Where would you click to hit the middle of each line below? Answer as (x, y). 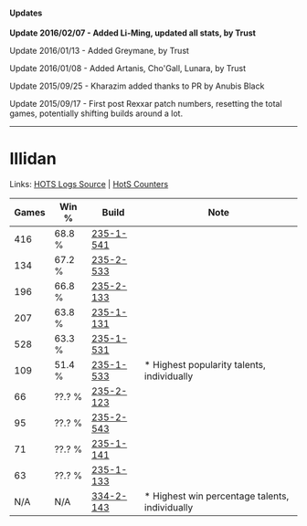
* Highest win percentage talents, (217, 496)
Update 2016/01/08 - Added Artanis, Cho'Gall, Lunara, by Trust (128, 68)
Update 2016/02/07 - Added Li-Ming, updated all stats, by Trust (132, 33)
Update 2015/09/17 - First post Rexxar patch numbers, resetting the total (146, 104)
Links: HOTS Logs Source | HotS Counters (89, 184)
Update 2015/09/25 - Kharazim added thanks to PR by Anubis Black (137, 86)
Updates (26, 13)
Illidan (33, 159)
